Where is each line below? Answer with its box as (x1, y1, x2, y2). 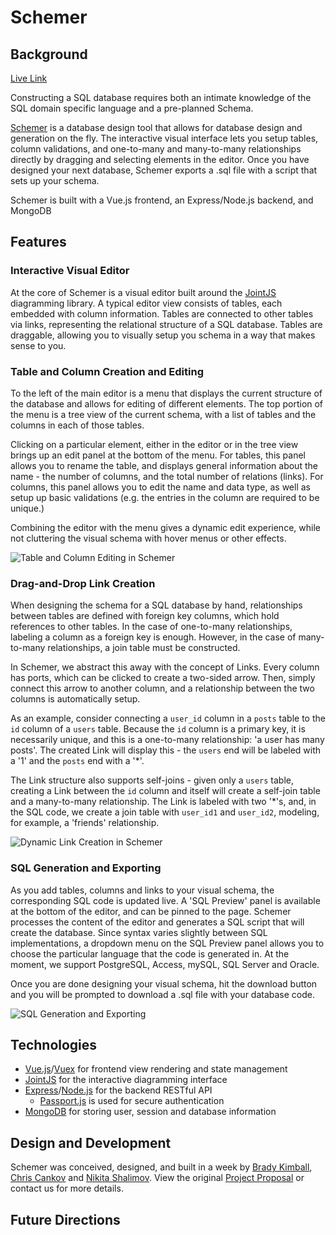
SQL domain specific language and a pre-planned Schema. (10, 102, 254, 114)
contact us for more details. (10, 1182, 124, 1195)
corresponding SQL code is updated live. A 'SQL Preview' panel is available (10, 894, 321, 906)
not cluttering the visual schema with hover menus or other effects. (10, 532, 287, 544)
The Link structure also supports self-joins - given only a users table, (10, 774, 294, 786)
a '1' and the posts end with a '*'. (10, 755, 145, 767)
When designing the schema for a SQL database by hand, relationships (10, 599, 303, 611)
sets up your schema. (10, 175, 100, 186)
